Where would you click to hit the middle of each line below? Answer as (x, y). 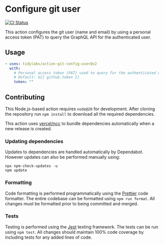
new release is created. (29, 128)
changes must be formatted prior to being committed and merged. (72, 204)
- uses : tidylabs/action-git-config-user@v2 (51, 64)
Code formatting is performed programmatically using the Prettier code (77, 193)
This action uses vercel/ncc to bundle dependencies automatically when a (80, 123)
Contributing (25, 97)
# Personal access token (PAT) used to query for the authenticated (85, 73)
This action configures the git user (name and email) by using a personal (78, 32)
